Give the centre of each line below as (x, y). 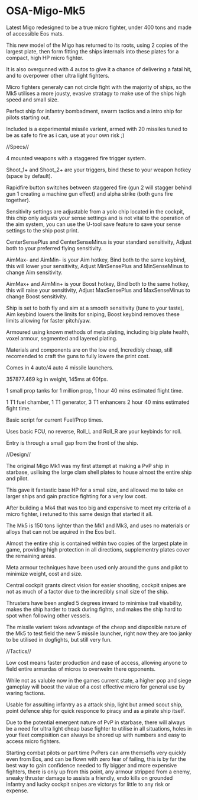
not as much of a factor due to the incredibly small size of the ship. (87, 591)
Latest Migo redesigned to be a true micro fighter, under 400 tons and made (99, 27)
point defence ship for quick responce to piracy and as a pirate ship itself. (96, 710)
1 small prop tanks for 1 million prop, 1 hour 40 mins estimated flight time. (95, 390)
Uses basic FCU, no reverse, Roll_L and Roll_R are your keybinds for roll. (94, 431)
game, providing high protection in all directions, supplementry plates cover (98, 549)
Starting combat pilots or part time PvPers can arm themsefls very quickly (96, 753)
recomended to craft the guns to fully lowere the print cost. (78, 356)
